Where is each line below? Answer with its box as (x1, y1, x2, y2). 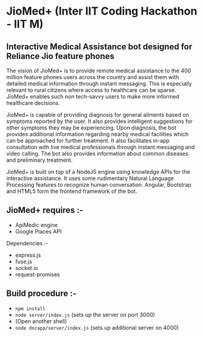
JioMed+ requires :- (6, 205, 84, 215)
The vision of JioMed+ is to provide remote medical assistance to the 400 (6, 67, 191, 74)
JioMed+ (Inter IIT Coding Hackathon (6, 4, 198, 18)
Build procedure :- (6, 288, 77, 299)
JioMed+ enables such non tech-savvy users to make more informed (6, 93, 179, 100)
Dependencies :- (6, 239, 49, 247)
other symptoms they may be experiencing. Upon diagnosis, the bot (6, 124, 177, 131)
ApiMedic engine (15, 221, 58, 229)
